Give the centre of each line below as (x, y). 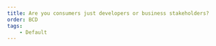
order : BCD (23, 20)
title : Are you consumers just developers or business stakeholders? (108, 13)
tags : (15, 26)
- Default (33, 32)
